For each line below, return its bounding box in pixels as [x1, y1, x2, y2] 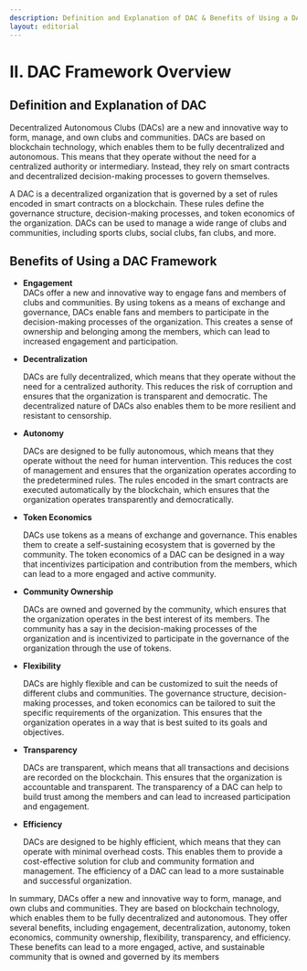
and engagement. [22, 801, 90, 812]
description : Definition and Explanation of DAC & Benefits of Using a [9, 13, 288, 23]
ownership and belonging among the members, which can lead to [22, 326, 270, 337]
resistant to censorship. [22, 411, 112, 421]
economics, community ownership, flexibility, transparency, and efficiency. [9, 932, 291, 943]
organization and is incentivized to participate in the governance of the [22, 633, 290, 645]
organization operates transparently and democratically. [22, 495, 235, 506]
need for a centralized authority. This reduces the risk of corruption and [22, 381, 293, 392]
